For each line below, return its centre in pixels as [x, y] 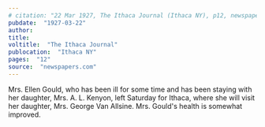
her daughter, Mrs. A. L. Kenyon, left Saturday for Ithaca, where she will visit [131, 97]
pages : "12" [30, 60]
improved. [24, 114]
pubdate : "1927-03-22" [47, 23]
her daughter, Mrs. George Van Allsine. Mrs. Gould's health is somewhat [125, 106]
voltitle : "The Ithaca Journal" [63, 45]
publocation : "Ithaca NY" [52, 52]
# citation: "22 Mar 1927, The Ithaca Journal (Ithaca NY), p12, [118, 15]
